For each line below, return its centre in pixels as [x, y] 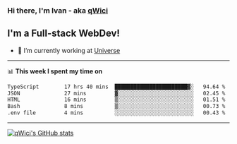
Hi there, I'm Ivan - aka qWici [57, 11]
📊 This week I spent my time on [55, 71]
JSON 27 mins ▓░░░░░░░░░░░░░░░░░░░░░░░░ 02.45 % [116, 93]
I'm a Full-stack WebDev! [63, 34]
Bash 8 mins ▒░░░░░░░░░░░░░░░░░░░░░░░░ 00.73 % [116, 107]
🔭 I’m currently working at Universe [69, 50]
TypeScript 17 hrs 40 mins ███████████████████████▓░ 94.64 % [116, 87]
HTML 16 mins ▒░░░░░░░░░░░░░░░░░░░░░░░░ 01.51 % [116, 100]
